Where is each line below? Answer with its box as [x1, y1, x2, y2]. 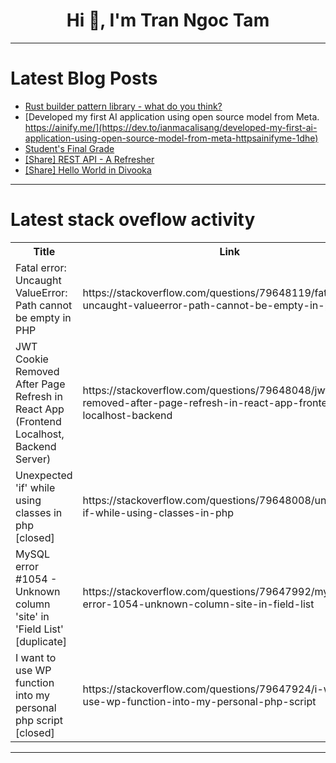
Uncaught [15, 273, 62, 287]
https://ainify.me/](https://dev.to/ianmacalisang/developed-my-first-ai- [24, 121, 318, 133]
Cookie [15, 352, 49, 366]
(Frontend [15, 414, 62, 428]
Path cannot [15, 298, 73, 312]
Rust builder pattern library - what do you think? [24, 100, 223, 112]
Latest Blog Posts [10, 67, 158, 90]
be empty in [15, 310, 72, 324]
